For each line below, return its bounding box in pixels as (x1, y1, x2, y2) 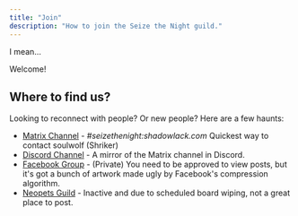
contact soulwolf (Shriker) (22, 140, 119, 151)
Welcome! (9, 64, 47, 74)
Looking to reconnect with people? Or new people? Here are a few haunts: (9, 113, 285, 124)
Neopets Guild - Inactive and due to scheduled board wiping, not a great (22, 187, 290, 198)
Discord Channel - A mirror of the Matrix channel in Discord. (22, 150, 245, 160)
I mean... (9, 46, 42, 56)
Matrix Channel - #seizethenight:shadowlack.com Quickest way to (22, 131, 269, 142)
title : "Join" (9, 13, 63, 22)
